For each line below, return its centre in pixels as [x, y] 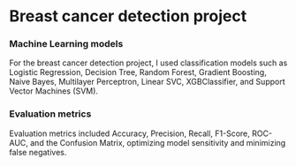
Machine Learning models [66, 44]
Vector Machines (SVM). [54, 91]
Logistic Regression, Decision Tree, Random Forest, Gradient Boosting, [138, 72]
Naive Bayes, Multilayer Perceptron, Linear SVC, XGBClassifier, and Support [147, 82]
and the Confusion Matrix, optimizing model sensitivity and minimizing [158, 142]
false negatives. [38, 152]
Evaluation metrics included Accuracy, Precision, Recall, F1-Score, [129, 133]
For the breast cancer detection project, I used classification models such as [148, 63]
